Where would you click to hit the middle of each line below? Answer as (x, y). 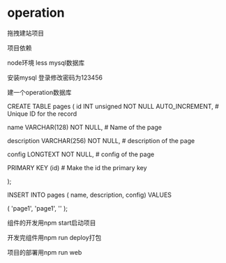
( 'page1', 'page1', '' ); (38, 208)
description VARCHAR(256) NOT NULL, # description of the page (101, 140)
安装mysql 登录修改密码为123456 (55, 77)
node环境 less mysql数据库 (46, 62)
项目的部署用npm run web (45, 252)
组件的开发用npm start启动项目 (52, 223)
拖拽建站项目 (25, 33)
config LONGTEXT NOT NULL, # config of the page (81, 154)
